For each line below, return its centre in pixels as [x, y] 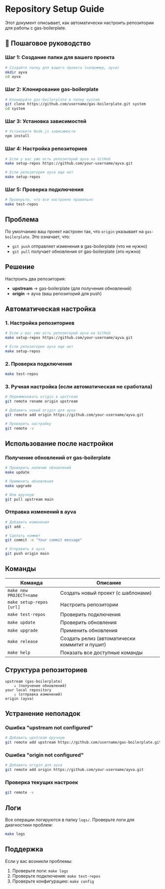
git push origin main [27, 554]
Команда [32, 582]
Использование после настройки [59, 444]
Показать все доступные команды [101, 652]
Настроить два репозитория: [35, 278]
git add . [15, 527]
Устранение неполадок [43, 714]
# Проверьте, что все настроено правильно [49, 200]
